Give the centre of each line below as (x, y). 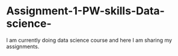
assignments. (23, 46)
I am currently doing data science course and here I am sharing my (89, 40)
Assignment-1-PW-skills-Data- (86, 11)
